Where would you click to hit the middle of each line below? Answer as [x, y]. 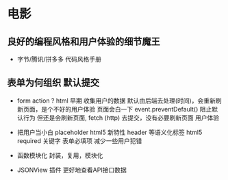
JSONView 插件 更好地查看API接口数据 [72, 170]
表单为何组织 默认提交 [53, 83]
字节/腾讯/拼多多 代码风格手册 [59, 59]
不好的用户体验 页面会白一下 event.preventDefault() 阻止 [132, 109]
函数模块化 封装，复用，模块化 [60, 155]
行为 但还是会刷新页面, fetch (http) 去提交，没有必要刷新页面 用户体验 [121, 118]
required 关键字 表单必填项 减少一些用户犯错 [79, 140]
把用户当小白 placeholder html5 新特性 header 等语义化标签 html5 [110, 132]
